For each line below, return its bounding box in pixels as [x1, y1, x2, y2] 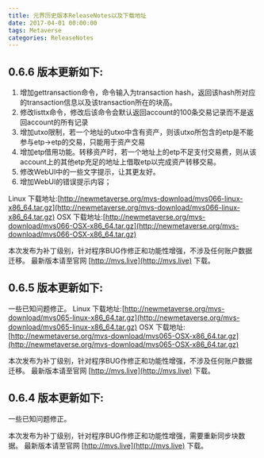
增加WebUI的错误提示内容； [19, 177, 112, 187]
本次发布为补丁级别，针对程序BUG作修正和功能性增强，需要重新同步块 [8, 430, 239, 441]
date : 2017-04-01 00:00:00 [8, 19, 98, 27]
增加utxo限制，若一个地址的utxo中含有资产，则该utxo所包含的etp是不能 [19, 128, 254, 137]
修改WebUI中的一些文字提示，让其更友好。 [19, 167, 160, 177]
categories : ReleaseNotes [8, 33, 94, 42]
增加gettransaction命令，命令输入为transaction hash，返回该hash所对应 [19, 88, 256, 98]
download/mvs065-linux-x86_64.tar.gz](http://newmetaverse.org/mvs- [8, 313, 240, 322]
